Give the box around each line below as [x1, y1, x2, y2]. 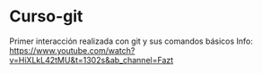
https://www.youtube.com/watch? [9, 45, 135, 55]
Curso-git [9, 6, 83, 27]
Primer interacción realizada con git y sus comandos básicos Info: [9, 36, 253, 46]
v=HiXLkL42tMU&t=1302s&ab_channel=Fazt [9, 54, 174, 65]
